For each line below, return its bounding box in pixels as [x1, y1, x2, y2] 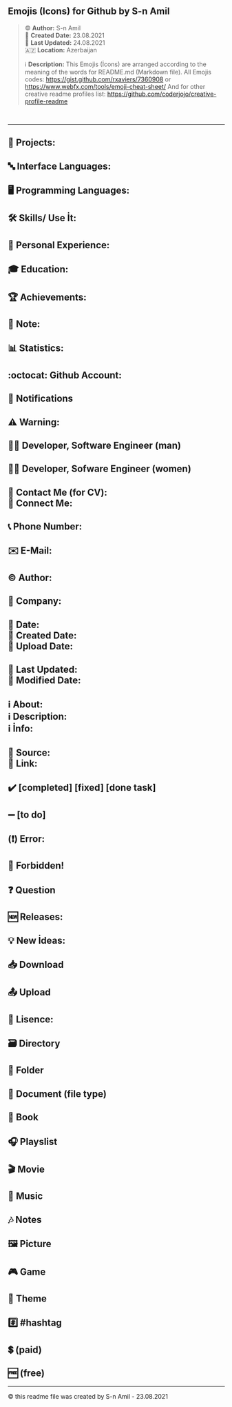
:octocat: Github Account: [8, 369, 123, 381]
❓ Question [8, 884, 56, 895]
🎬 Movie [8, 1164, 45, 1175]
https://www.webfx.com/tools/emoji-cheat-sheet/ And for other [24, 82, 206, 90]
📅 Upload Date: [8, 640, 73, 652]
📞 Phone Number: [8, 520, 82, 533]
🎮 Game [8, 1266, 46, 1277]
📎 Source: [8, 747, 51, 758]
